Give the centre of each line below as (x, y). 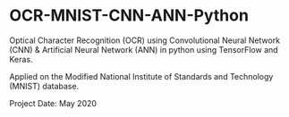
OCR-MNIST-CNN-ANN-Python (129, 16)
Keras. (21, 59)
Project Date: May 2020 (53, 103)
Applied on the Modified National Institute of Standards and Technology (141, 76)
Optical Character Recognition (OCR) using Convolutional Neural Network (144, 40)
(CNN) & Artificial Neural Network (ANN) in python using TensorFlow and (144, 49)
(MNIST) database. (44, 86)
